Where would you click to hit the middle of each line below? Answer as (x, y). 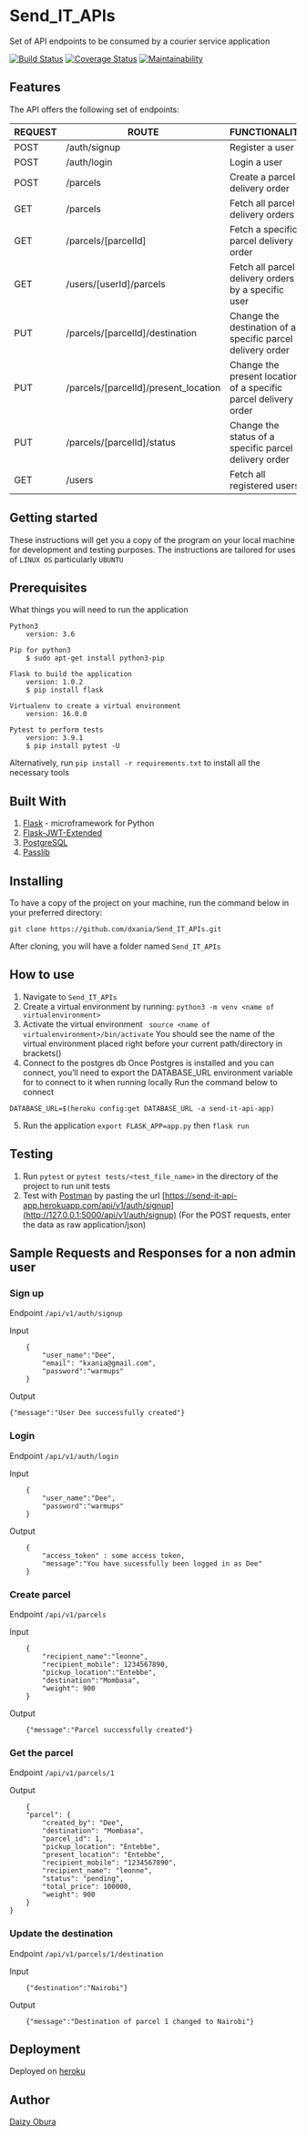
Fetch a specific (263, 229)
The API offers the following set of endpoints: (95, 109)
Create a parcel (262, 177)
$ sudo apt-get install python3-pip (96, 658)
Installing (36, 881)
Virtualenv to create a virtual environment (95, 706)
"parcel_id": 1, (73, 1839)
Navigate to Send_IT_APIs (70, 996)
